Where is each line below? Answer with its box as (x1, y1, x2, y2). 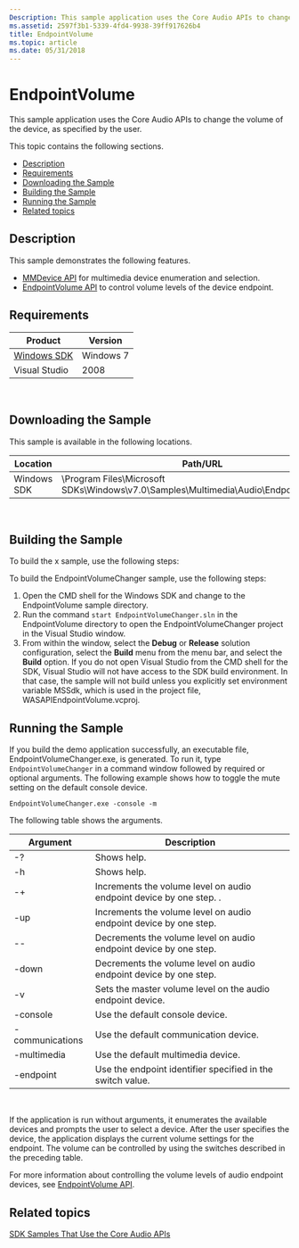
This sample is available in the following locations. (9, 436, 193, 447)
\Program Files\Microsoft (61, 472, 166, 484)
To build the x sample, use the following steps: (9, 556, 180, 566)
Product (26, 334, 61, 346)
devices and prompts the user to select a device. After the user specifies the (9, 1124, 290, 1135)
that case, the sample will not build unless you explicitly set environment (21, 675, 287, 687)
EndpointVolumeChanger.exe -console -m (9, 799, 158, 808)
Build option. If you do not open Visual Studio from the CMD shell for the (21, 657, 288, 667)
